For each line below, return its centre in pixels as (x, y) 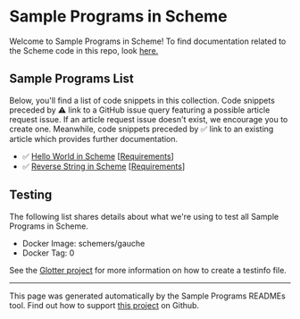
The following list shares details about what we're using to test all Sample (144, 216)
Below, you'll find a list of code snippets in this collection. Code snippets (142, 100)
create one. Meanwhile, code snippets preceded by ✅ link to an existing (142, 129)
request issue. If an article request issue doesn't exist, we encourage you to (149, 119)
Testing (31, 195)
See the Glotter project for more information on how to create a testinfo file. (148, 270)
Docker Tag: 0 (48, 253)
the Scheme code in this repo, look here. (84, 50)
